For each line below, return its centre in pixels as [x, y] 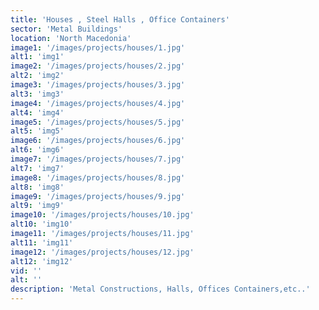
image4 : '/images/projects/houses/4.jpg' [98, 103]
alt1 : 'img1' [37, 57]
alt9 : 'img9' [37, 206]
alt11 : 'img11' [42, 242]
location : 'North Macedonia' [71, 38]
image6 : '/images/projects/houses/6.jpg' [98, 141]
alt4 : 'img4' [37, 112]
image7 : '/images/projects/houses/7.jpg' [98, 159]
